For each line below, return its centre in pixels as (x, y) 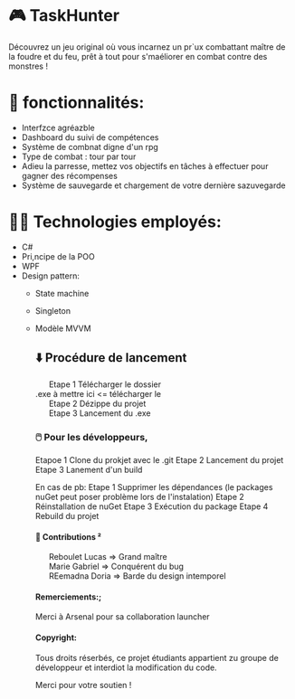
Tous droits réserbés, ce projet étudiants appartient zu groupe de (157, 657)
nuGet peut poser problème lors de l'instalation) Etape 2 (140, 496)
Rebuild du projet (67, 515)
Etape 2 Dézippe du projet (97, 403)
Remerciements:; (68, 597)
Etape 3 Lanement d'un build (89, 469)
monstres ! (29, 66)
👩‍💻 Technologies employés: (115, 222)
